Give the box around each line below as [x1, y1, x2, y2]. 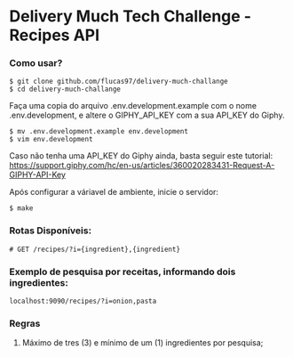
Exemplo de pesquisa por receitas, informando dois [9, 265, 236, 278]
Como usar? [9, 57, 63, 69]
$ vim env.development [9, 135, 93, 144]
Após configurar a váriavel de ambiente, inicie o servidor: [9, 187, 219, 198]
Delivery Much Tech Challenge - [9, 6, 251, 27]
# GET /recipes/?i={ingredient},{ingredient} [9, 245, 180, 254]
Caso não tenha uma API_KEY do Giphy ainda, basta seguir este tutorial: [9, 150, 273, 161]
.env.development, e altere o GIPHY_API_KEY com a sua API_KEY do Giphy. [9, 110, 285, 121]
